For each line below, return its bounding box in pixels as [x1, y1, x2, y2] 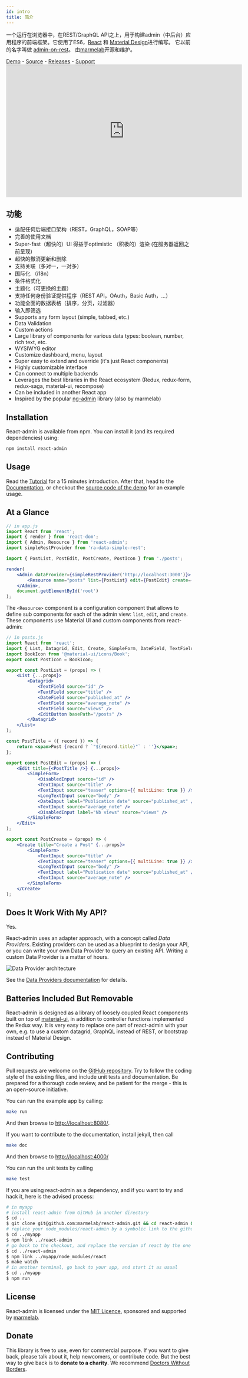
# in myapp [6, 1204, 33, 1210]
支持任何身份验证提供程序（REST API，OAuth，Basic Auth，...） [14, 292, 171, 299]
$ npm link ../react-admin [6, 1237, 72, 1243]
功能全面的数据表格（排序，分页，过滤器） [14, 299, 118, 307]
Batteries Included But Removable [6, 993, 134, 1004]
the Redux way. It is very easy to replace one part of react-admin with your [6, 1022, 188, 1029]
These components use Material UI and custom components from [6, 617, 166, 624]
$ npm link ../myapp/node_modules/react [6, 1253, 107, 1259]
